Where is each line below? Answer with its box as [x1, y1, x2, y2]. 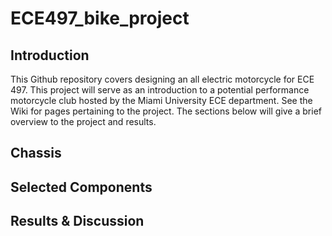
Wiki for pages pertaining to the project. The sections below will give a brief [10, 105, 322, 117]
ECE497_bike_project [10, 7, 190, 30]
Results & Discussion [10, 213, 145, 230]
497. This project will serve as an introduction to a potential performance [10, 84, 310, 96]
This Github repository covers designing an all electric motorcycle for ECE [10, 73, 315, 85]
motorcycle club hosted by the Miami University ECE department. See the [10, 95, 313, 106]
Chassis [10, 145, 62, 162]
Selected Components [10, 178, 153, 196]
